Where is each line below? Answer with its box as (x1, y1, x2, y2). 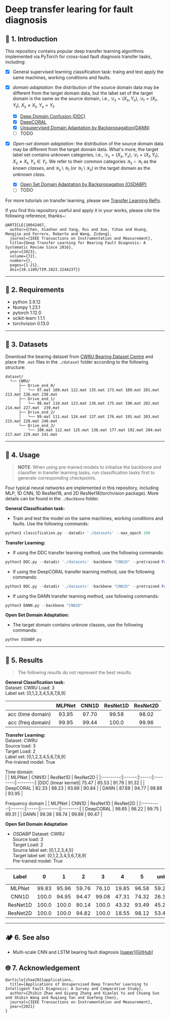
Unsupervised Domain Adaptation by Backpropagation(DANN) (20, 125, 150, 131)
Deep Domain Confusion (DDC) (20, 113, 86, 119)
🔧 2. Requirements (5, 285, 64, 294)
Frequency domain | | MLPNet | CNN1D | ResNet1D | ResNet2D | (5, 800, 138, 806)
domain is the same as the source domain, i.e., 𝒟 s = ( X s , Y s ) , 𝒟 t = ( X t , (12, 96, 158, 103)
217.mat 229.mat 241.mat (5, 432, 58, 437)
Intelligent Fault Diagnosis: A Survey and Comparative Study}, (5, 986, 144, 991)
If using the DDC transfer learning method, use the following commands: (12, 549, 164, 555)
